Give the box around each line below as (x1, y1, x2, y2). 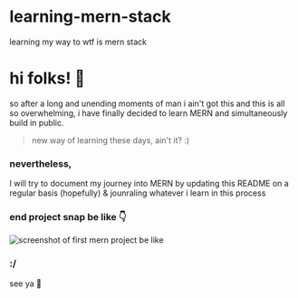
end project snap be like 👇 (9, 211, 127, 224)
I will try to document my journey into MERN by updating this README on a (9, 178, 290, 189)
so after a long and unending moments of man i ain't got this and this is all (9, 98, 285, 109)
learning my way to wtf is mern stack (9, 36, 148, 47)
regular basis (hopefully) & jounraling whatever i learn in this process (9, 187, 266, 198)
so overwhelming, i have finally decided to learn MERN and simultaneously (9, 107, 288, 119)
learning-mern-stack (9, 6, 172, 27)
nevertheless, (9, 157, 72, 169)
